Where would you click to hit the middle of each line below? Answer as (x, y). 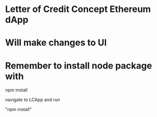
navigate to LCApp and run (33, 100)
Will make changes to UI (56, 43)
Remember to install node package (78, 65)
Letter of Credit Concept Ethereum (78, 9)
